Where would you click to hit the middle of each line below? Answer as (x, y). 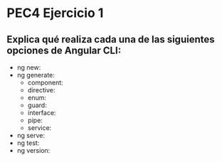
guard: (37, 105)
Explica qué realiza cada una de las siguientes (111, 39)
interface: (42, 113)
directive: (41, 90)
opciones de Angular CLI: (64, 50)
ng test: (28, 143)
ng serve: (31, 135)
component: (45, 82)
